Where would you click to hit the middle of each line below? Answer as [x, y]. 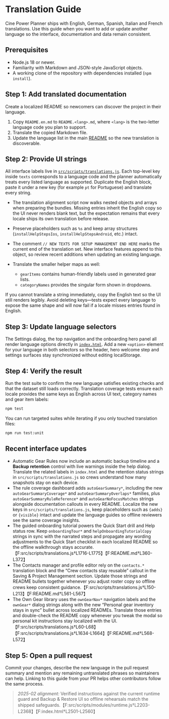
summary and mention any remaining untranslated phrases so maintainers [82, 673]
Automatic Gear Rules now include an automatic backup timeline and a [86, 461]
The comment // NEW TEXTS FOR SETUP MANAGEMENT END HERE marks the [86, 244]
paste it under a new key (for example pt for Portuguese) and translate [79, 187]
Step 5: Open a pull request [49, 655]
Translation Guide [43, 9]
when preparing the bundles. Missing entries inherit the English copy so [87, 208]
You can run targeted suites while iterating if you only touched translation [81, 418]
